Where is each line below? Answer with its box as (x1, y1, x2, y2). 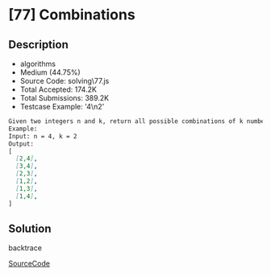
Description (8, 38, 69, 51)
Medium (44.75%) (19, 68, 81, 77)
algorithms (19, 59, 56, 68)
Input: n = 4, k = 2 (8, 132, 78, 140)
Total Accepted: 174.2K (19, 84, 97, 94)
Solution (8, 221, 52, 235)
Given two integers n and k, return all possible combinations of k (8, 117, 244, 126)
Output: (8, 139, 35, 148)
